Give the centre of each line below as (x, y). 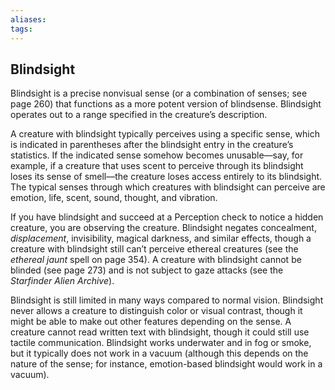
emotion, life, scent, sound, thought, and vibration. (114, 198)
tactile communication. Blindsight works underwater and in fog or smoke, (161, 343)
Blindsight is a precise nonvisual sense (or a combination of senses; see (159, 93)
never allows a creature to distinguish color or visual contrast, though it (156, 311)
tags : (21, 29)
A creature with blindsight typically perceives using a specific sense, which (165, 134)
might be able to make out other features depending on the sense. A (151, 322)
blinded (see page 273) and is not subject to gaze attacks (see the (147, 270)
